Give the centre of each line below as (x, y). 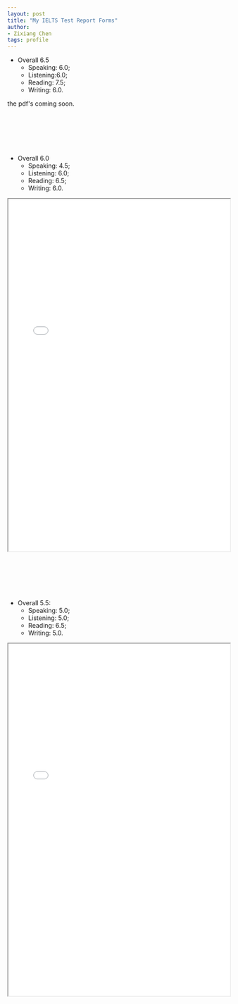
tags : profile (28, 40)
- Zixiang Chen (30, 33)
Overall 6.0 (33, 159)
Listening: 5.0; (49, 618)
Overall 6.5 (33, 60)
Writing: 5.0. (45, 633)
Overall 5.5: (34, 603)
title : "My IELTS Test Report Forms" (63, 20)
